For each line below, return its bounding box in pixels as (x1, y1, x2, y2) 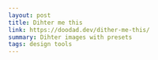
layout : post (8, 11, 51, 19)
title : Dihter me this (8, 19, 83, 26)
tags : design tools (8, 41, 73, 48)
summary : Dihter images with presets (8, 33, 133, 41)
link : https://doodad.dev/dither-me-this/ (8, 26, 150, 34)
